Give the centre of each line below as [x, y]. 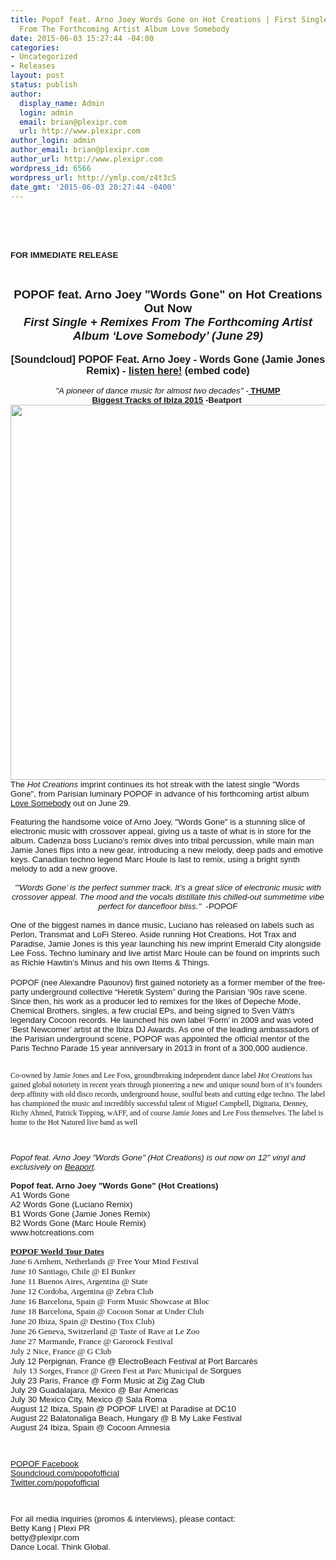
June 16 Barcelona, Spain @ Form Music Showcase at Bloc [110, 1301]
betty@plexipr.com [45, 1537]
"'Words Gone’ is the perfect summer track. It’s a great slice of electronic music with [168, 887]
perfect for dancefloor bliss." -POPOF [168, 906]
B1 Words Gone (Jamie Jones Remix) [80, 1214]
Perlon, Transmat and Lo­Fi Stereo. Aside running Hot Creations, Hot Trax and [153, 934]
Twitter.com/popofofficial [55, 1482]
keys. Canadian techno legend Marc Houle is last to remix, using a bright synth [155, 859]
